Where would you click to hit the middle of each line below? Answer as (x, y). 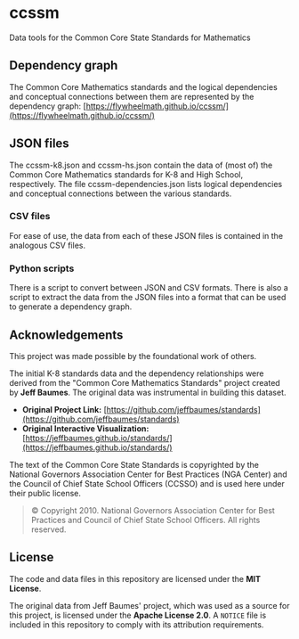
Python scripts (42, 268)
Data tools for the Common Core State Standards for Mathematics (130, 37)
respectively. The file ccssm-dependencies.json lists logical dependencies (146, 184)
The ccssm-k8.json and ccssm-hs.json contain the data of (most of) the (141, 165)
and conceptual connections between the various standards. (121, 193)
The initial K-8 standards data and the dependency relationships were (137, 373)
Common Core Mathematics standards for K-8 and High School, (126, 174)
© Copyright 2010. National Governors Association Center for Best (153, 510)
